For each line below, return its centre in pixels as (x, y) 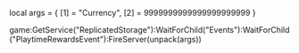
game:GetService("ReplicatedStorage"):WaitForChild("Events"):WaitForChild (149, 30)
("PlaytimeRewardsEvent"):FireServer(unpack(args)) (106, 39)
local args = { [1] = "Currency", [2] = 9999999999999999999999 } (133, 13)
